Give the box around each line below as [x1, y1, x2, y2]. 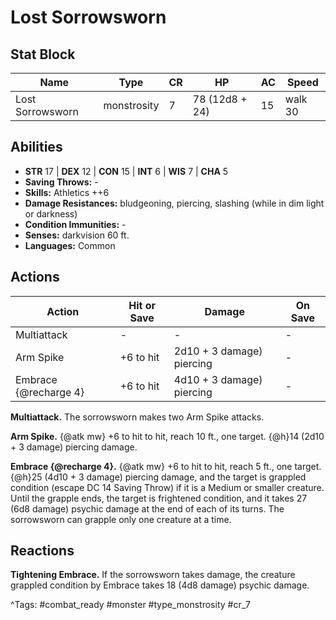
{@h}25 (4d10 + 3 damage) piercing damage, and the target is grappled [10, 471, 307, 483]
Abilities [10, 139, 63, 156]
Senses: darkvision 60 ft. [24, 229, 130, 241]
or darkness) [24, 207, 78, 220]
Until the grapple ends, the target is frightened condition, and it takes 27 [10, 492, 308, 504]
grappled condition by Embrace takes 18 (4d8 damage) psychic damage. [10, 579, 310, 591]
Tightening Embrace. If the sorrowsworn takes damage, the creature [10, 569, 296, 581]
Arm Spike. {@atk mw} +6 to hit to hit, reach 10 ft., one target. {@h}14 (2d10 [10, 430, 325, 442]
